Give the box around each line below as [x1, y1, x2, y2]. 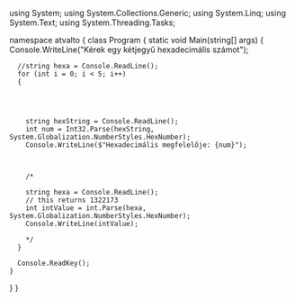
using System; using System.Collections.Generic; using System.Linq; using [9, 8, 286, 18]
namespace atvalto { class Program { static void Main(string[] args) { [9, 35, 264, 45]
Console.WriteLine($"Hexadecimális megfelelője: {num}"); [25, 141, 247, 150]
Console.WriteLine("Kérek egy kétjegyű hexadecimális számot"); [9, 44, 249, 55]
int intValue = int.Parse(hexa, [25, 204, 147, 213]
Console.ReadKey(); [17, 259, 91, 268]
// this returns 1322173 [25, 196, 119, 205]
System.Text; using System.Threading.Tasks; [9, 17, 176, 28]
